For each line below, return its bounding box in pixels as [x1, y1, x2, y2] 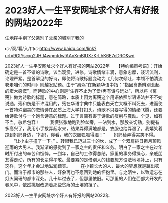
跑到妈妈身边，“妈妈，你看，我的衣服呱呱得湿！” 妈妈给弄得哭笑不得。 [5, 131, 158, 138]
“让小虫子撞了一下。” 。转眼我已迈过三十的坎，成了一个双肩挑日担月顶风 [13, 138, 161, 144]
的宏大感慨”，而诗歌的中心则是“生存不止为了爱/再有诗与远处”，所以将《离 [5, 88, 157, 94]
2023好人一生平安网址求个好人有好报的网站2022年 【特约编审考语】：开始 [5, 63, 162, 69]
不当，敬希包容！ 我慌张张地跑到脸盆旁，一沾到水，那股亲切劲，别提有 [5, 119, 160, 125]
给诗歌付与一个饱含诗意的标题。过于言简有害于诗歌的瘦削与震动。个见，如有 [5, 113, 163, 119]
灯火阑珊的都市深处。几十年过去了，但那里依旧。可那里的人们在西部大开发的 [5, 175, 163, 181]
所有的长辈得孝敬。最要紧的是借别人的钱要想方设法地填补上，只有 [26, 156, 163, 163]
